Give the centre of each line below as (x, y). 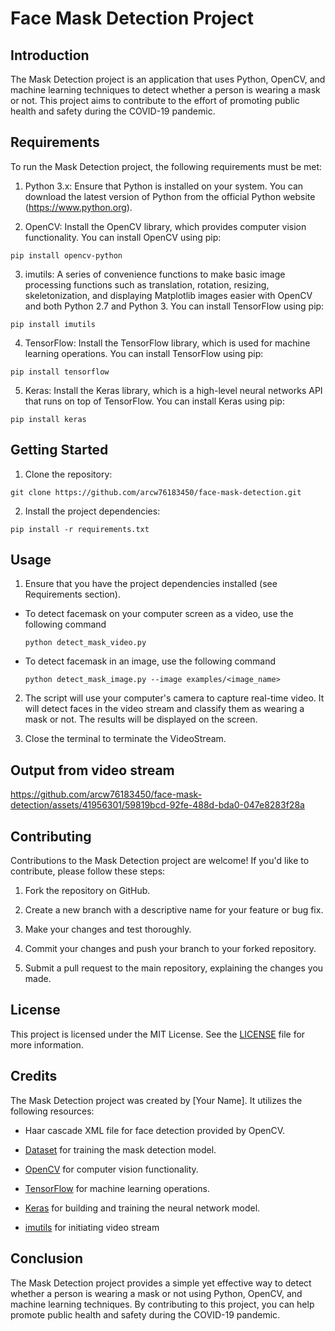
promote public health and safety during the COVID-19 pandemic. (145, 1314)
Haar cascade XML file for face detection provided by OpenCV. (155, 1130)
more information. (47, 1044)
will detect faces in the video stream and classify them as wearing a (164, 709)
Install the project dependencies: (92, 511)
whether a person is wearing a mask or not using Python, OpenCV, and (156, 1293)
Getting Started (59, 450)
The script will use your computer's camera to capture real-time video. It (174, 698)
